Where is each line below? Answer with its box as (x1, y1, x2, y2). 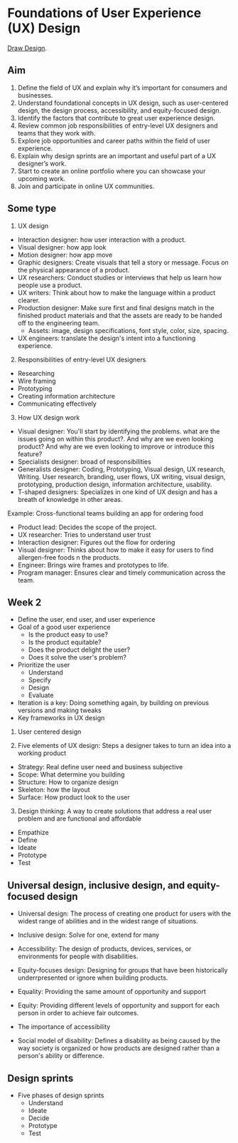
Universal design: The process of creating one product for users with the (17, 909, 232, 918)
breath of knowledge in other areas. (17, 495, 123, 503)
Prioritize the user (17, 661, 70, 670)
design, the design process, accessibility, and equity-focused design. (17, 106, 222, 115)
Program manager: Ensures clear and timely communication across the (17, 568, 226, 577)
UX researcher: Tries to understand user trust (17, 530, 151, 539)
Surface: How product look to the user (17, 793, 130, 801)
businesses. (17, 91, 53, 99)
